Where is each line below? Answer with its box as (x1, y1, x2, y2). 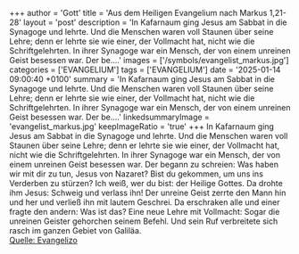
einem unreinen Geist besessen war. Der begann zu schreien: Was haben (9, 160, 279, 169)
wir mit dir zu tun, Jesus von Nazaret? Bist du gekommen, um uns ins (9, 168, 263, 179)
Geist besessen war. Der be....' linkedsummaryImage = (9, 111, 210, 122)
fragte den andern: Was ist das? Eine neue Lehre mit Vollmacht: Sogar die (9, 207, 280, 217)
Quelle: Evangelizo (9, 235, 78, 245)
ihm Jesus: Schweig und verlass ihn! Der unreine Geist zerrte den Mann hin (9, 187, 287, 198)
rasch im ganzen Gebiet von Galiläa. (9, 225, 142, 235)
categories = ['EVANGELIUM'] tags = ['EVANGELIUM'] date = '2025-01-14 (9, 64, 281, 75)
